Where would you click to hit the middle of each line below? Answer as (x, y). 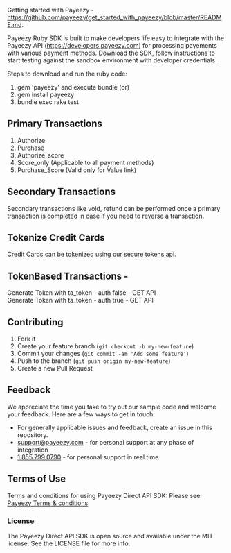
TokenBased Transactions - (68, 276)
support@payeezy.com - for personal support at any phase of (105, 442)
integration (33, 450)
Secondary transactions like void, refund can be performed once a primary (114, 208)
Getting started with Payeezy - (51, 10)
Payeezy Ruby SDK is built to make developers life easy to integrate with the (116, 38)
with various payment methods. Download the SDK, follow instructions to (111, 53)
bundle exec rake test (48, 102)
